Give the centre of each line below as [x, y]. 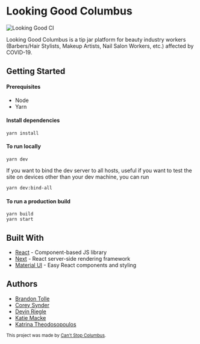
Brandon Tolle [32, 298]
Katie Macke [30, 317]
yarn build [20, 214]
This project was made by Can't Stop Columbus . [56, 335]
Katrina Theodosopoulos [45, 324]
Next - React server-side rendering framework [73, 258]
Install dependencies [33, 120]
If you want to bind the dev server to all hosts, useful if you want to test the [99, 170]
